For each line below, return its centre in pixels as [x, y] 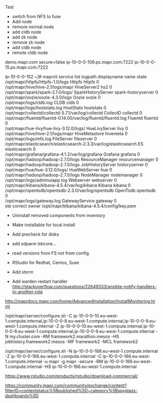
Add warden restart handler [40, 281]
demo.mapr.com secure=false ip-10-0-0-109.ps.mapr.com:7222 [69, 62]
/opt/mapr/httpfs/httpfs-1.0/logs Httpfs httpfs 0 [52, 82]
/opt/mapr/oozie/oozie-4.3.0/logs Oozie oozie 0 [53, 97]
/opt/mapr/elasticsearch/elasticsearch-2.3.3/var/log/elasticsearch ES [74, 144]
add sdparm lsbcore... [34, 244]
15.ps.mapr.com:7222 [27, 67]
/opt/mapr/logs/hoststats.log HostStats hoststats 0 [56, 108]
